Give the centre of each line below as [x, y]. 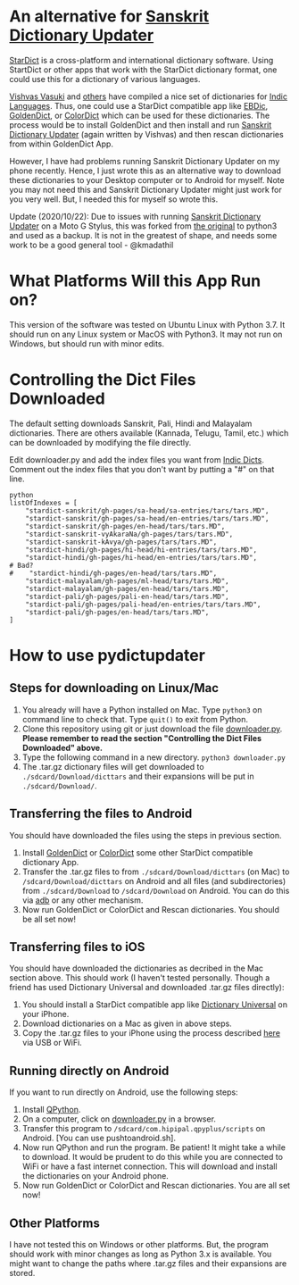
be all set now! [49, 919]
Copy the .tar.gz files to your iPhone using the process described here [151, 1033]
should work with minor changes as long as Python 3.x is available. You [141, 1254]
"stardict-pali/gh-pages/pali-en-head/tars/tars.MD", [127, 597]
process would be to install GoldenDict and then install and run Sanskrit [141, 125]
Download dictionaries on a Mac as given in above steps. [127, 1023]
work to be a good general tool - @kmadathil [91, 245]
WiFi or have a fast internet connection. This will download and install [150, 1166]
